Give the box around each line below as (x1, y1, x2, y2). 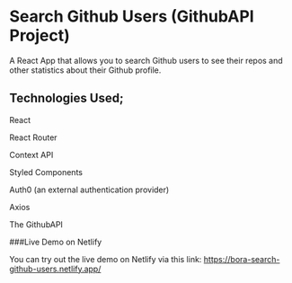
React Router (9, 132, 58, 143)
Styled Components (9, 166, 84, 177)
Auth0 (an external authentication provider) (9, 184, 170, 195)
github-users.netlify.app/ (9, 263, 102, 274)
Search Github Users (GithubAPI (9, 6, 254, 27)
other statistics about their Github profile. (9, 65, 162, 75)
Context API (9, 149, 54, 160)
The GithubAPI (9, 218, 63, 230)
